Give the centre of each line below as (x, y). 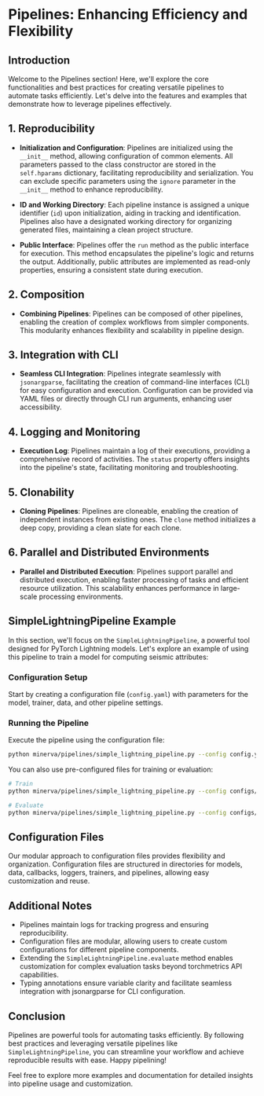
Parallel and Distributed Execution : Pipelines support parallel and (126, 571)
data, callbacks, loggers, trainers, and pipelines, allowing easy (109, 873)
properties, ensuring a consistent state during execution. (111, 269)
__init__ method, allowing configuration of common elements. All (126, 156)
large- (231, 588)
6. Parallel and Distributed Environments (109, 553)
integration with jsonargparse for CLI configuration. (103, 992)
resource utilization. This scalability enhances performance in (119, 588)
